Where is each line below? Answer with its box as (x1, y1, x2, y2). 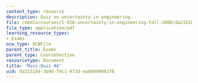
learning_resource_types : (6, 30, 70, 36)
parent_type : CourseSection (6, 52, 75, 58)
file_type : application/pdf (6, 25, 75, 31)
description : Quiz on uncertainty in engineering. (6, 14, 133, 20)
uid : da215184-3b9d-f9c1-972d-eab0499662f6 (6, 68, 115, 74)
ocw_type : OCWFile (6, 41, 51, 47)
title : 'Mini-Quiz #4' (6, 63, 62, 69)
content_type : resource (6, 8, 65, 15)
